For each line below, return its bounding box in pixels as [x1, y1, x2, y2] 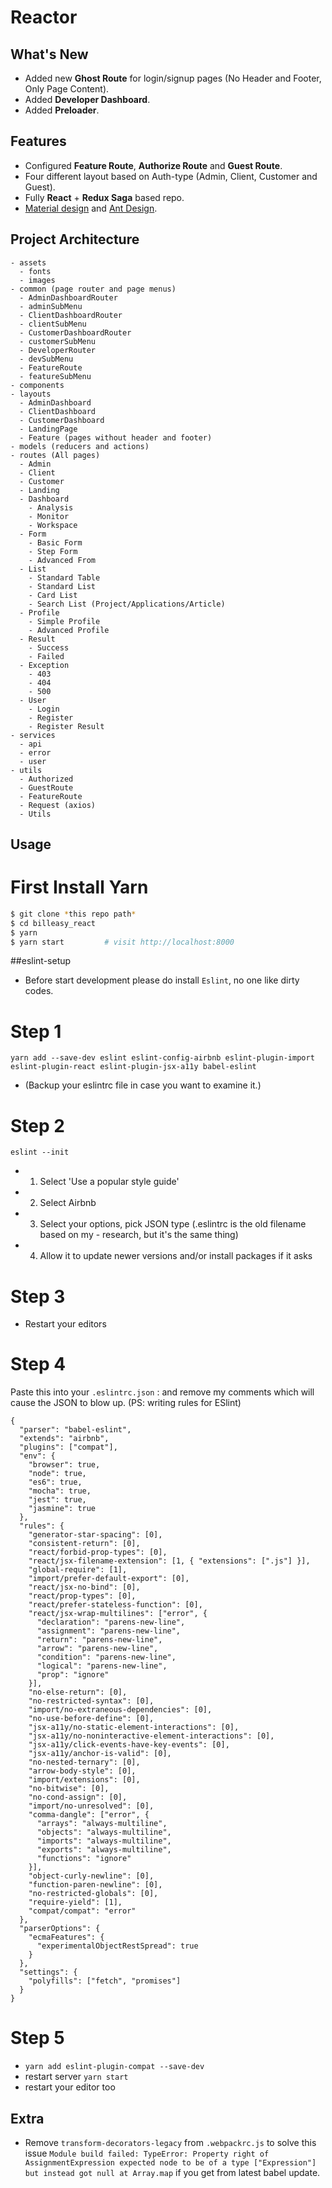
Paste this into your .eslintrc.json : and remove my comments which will [10, 1386, 315, 1398]
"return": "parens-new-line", [36, 1635, 163, 1645]
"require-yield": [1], [28, 1897, 123, 1908]
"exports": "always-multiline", [36, 1845, 172, 1855]
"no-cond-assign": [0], [28, 1792, 128, 1803]
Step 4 [10, 1353, 67, 1376]
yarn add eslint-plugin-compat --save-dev [24, 2062, 205, 2072]
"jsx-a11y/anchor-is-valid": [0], [28, 1749, 172, 1759]
